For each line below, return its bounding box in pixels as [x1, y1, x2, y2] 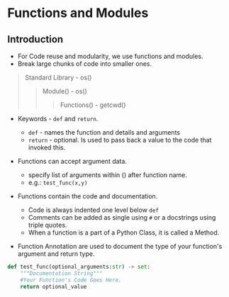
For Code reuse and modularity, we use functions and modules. [17, 52, 203, 60]
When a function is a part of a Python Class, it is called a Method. [28, 228, 220, 237]
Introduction [7, 33, 64, 45]
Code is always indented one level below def [28, 206, 160, 214]
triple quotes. [28, 221, 67, 229]
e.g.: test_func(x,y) [28, 179, 88, 186]
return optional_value [20, 283, 87, 290]
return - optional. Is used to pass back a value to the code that [28, 136, 212, 144]
